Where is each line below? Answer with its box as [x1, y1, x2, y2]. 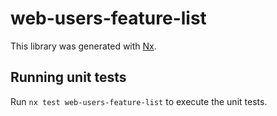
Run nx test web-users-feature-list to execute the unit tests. [10, 95, 268, 107]
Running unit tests [10, 69, 127, 86]
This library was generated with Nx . [10, 40, 157, 52]
